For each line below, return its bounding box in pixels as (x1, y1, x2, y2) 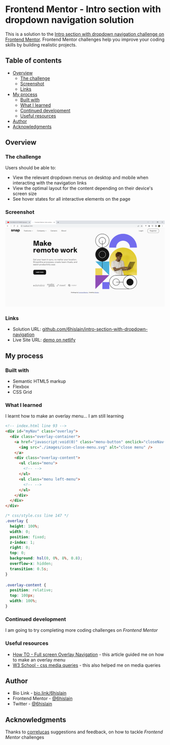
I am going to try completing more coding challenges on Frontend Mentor (5, 627, 158, 633)
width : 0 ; (10, 529, 30, 534)
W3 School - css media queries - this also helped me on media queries (12, 662, 161, 668)
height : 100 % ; (10, 524, 39, 529)
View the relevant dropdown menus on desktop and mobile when (12, 174, 148, 180)
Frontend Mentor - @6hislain (12, 695, 73, 702)
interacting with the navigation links (12, 180, 87, 186)
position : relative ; (10, 588, 53, 593)
